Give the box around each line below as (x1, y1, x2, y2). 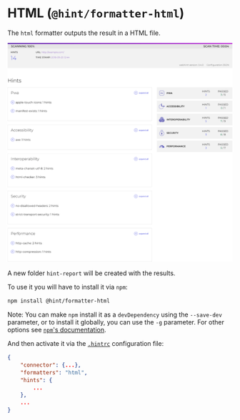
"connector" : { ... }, (20, 362, 81, 369)
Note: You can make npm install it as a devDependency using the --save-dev (7, 310, 223, 319)
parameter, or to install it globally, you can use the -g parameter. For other (7, 318, 225, 327)
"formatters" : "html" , (20, 369, 88, 376)
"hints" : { (20, 377, 53, 384)
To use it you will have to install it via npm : (7, 283, 128, 292)
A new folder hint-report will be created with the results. (7, 269, 176, 277)
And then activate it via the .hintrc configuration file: (7, 339, 164, 348)
